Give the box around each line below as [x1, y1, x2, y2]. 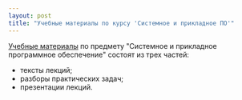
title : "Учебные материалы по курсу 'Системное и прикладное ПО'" [8, 19, 235, 27]
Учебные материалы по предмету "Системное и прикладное [8, 41, 218, 50]
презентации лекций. [19, 82, 94, 92]
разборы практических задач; [19, 74, 124, 83]
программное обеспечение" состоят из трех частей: [8, 50, 190, 59]
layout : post [8, 11, 52, 20]
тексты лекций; [19, 65, 73, 74]
